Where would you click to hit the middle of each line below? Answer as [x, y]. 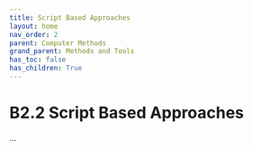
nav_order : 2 [34, 34]
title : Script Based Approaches [70, 18]
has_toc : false [38, 60]
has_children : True [46, 69]
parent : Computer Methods [58, 43]
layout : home [34, 26]
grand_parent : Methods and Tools [72, 52]
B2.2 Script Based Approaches [127, 113]
